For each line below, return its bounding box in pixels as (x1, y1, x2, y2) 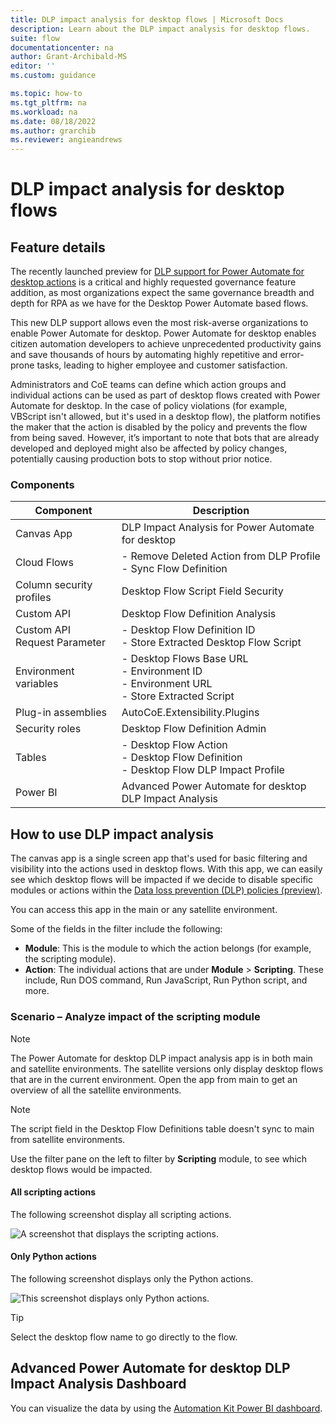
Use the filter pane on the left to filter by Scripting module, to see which (10, 1152, 308, 1165)
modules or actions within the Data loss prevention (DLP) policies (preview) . (10, 884, 323, 896)
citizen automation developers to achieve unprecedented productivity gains (10, 338, 322, 350)
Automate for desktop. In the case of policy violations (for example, (10, 400, 288, 412)
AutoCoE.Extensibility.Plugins (121, 706, 260, 720)
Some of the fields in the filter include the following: (10, 923, 223, 935)
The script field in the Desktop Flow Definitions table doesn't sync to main (10, 1122, 315, 1135)
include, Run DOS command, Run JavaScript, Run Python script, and (24, 974, 308, 986)
